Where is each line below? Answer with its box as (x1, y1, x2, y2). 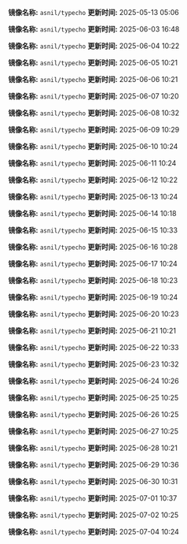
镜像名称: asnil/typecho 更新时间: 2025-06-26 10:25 (8, 410, 179, 419)
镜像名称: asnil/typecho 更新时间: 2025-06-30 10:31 (8, 477, 178, 486)
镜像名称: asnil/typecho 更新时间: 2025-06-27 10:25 (8, 427, 179, 436)
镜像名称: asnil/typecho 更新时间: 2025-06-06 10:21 (8, 75, 178, 84)
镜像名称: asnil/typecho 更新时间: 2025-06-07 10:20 (8, 91, 179, 101)
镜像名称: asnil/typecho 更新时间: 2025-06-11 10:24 (8, 158, 177, 168)
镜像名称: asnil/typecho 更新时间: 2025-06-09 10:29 (8, 125, 180, 134)
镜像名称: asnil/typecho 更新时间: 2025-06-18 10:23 (8, 276, 178, 285)
